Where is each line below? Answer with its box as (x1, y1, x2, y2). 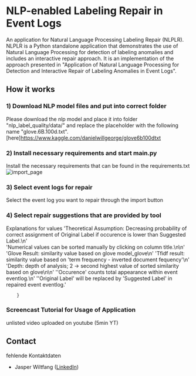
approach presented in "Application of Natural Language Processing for (6, 61, 180, 68)
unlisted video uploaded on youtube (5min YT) (6, 319, 119, 326)
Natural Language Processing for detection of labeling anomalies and (6, 48, 174, 55)
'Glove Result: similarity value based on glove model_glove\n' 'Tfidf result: (6, 249, 185, 257)
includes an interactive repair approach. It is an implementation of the (6, 55, 174, 62)
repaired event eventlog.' (6, 281, 66, 288)
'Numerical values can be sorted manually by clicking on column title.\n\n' (6, 243, 185, 251)
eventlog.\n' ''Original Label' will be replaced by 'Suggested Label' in (6, 275, 173, 282)
